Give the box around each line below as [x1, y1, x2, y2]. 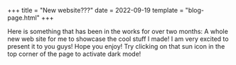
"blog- [185, 6, 205, 14]
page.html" [7, 13, 41, 22]
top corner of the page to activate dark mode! [7, 49, 141, 58]
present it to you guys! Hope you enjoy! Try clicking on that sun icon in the [7, 42, 225, 50]
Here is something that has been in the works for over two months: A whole [7, 28, 229, 35]
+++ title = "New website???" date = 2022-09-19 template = [7, 6, 184, 14]
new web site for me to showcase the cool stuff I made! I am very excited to [7, 35, 229, 43]
